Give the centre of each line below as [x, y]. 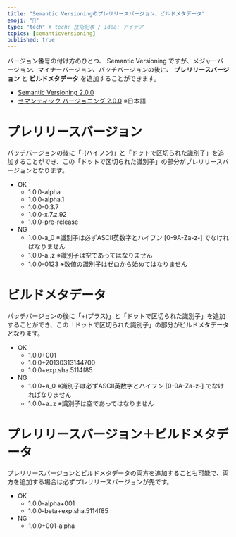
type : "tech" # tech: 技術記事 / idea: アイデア [76, 27]
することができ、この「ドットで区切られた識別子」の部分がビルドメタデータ [118, 325]
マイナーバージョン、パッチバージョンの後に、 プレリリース [124, 70]
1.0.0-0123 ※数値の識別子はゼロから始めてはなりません [108, 264]
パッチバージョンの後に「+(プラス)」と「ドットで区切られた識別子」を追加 [116, 316]
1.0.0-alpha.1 [46, 200]
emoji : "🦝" [23, 20]
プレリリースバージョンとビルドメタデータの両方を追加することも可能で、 [115, 473]
